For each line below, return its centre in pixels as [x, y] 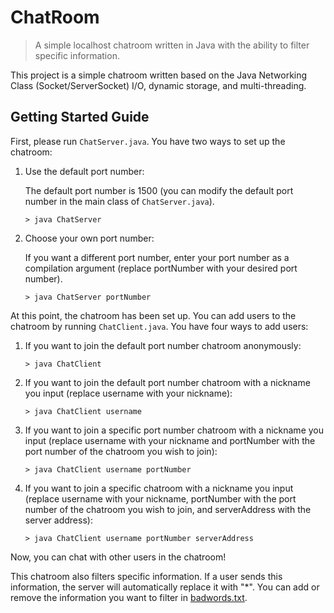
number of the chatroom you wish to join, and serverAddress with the [168, 509]
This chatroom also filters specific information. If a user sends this [146, 576]
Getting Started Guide [80, 117]
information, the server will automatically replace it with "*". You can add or [165, 587]
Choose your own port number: [89, 238]
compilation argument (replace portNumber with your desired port [161, 268]
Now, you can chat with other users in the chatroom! [118, 557]
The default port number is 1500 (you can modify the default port [159, 190]
